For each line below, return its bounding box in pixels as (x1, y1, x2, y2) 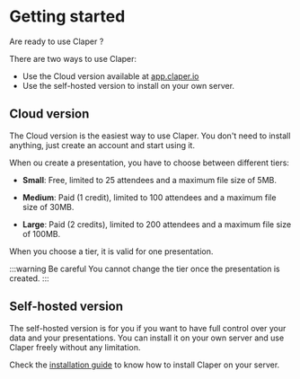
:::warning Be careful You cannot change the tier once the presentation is (9, 263, 280, 274)
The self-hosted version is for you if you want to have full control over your (9, 322, 287, 333)
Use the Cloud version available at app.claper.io (22, 70, 199, 82)
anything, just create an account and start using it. (9, 139, 196, 150)
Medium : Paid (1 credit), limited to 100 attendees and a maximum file (22, 191, 277, 203)
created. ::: (9, 272, 49, 284)
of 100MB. (22, 228, 61, 239)
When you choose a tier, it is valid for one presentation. (9, 245, 214, 257)
